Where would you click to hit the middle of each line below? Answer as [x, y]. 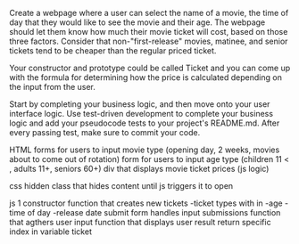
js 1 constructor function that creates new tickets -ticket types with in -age [146, 203]
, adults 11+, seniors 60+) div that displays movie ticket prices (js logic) [139, 169]
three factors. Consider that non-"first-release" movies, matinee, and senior [149, 41]
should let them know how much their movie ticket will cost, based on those [149, 32]
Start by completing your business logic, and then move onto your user [140, 104]
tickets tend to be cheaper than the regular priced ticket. [113, 51]
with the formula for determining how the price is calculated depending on [146, 77]
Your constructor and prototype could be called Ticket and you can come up [150, 68]
